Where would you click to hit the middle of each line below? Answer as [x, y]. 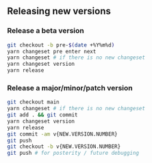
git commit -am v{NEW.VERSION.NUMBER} [62, 134]
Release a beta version [46, 31]
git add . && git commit [42, 115]
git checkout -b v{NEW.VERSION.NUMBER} [64, 147]
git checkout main [33, 102]
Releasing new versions [59, 11]
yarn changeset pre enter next [52, 51]
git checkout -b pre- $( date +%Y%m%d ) [61, 45]
